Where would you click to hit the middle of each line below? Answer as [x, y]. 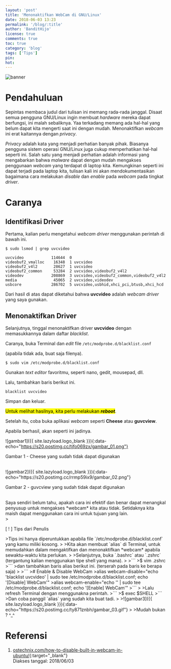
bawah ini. [16, 240]
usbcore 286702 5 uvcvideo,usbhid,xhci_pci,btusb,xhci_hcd [84, 285]
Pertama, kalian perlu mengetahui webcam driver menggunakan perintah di [85, 234]
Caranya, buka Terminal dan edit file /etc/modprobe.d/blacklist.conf [79, 343]
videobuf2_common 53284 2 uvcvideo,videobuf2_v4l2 [66, 271]
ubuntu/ [21, 655]
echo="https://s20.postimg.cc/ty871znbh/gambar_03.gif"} [67, 609]
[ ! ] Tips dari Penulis [27, 529]
